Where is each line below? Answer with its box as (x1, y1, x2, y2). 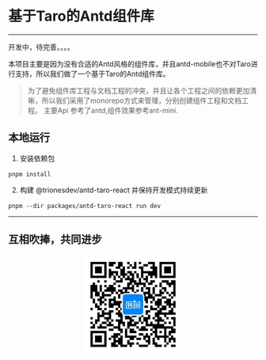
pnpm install (8, 170, 51, 178)
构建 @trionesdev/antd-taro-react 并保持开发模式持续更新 (19, 185, 208, 195)
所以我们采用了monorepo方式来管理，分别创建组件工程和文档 (41, 96, 242, 105)
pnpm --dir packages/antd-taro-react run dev (8, 202, 161, 210)
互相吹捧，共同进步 (8, 233, 102, 246)
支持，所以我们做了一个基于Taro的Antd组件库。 (14, 69, 170, 78)
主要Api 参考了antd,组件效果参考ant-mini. (43, 105, 178, 115)
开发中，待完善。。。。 (8, 42, 74, 51)
